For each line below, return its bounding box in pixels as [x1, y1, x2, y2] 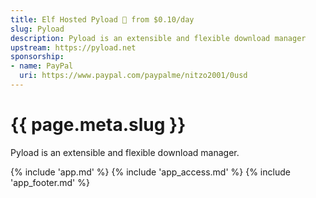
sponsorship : [10, 52, 65, 62]
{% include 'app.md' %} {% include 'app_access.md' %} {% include [10, 166, 291, 178]
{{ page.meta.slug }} [10, 114, 187, 136]
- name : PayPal [10, 61, 74, 71]
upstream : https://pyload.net [10, 42, 137, 53]
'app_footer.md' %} [10, 176, 90, 188]
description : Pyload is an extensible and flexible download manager [10, 33, 307, 43]
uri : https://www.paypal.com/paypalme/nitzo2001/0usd [19, 71, 248, 81]
